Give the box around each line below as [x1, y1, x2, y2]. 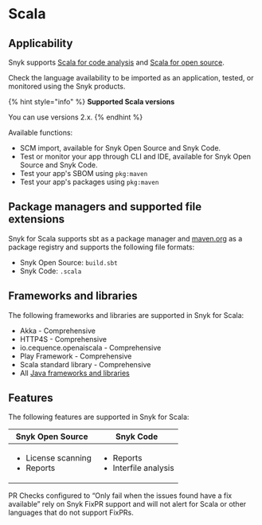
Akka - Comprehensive [19, 326, 96, 335]
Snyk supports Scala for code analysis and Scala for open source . [8, 57, 225, 67]
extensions [8, 213, 65, 226]
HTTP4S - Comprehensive [19, 334, 108, 343]
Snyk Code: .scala [19, 266, 82, 276]
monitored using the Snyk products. [8, 81, 126, 91]
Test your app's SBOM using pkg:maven [19, 169, 148, 178]
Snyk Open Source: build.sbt [19, 257, 118, 267]
